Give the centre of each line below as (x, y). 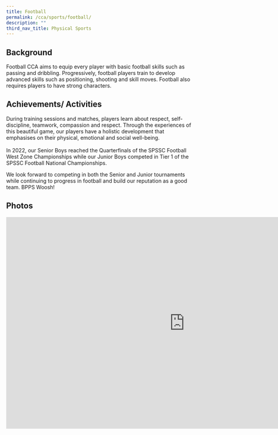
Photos (20, 206)
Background (29, 52)
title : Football (26, 12)
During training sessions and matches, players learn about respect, (88, 118)
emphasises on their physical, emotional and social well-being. (83, 137)
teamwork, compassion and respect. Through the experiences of (112, 125)
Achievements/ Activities (54, 104)
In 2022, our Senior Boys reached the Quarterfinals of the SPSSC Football (97, 150)
